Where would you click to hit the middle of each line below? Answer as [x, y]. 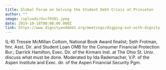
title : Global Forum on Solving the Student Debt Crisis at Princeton [79, 10]
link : [11, 28]
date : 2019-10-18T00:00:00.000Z [38, 23]
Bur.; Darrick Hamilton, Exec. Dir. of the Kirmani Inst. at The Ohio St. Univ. [80, 52]
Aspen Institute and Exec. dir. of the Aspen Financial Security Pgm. [73, 63]
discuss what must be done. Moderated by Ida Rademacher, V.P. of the [77, 57]
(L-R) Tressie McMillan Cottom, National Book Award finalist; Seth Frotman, [82, 42]
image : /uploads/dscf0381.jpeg [37, 19]
